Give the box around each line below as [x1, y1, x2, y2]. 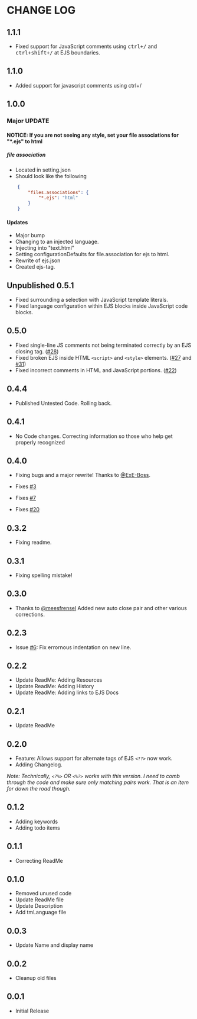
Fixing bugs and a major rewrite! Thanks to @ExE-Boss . [15, 472, 151, 479]
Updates [6, 218, 28, 225]
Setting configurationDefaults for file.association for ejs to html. [15, 251, 170, 258]
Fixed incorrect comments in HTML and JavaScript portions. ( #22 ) [15, 366, 177, 373]
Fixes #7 [15, 495, 37, 502]
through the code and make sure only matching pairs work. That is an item [6, 779, 189, 786]
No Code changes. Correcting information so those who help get [15, 433, 173, 440]
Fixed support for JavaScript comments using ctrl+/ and [15, 43, 157, 50]
